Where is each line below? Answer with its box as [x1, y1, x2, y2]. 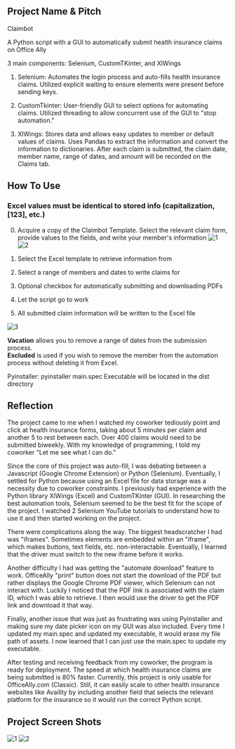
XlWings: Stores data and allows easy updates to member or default [17, 129, 215, 138]
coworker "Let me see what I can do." [7, 448, 116, 457]
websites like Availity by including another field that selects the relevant [7, 688, 214, 696]
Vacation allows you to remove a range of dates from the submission [7, 336, 207, 344]
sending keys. [17, 87, 58, 96]
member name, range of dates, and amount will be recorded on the [17, 152, 212, 160]
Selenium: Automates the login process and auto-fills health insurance [17, 72, 221, 81]
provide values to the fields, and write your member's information [17, 233, 207, 242]
